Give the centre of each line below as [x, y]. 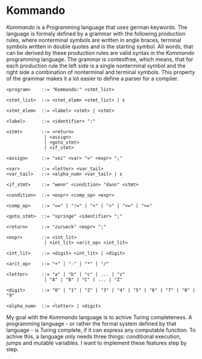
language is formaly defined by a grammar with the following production [96, 33]
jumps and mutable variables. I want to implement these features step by [96, 343]
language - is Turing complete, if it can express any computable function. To [101, 330]
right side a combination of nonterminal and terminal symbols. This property [101, 72]
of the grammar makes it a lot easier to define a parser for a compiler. [93, 78]
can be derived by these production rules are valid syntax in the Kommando [100, 52]
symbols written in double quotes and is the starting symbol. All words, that [100, 46]
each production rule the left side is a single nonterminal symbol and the [96, 65]
